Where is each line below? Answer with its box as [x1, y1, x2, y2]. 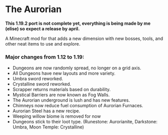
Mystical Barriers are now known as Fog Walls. [12, 92, 110, 98]
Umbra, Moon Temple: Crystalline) [12, 124, 84, 130]
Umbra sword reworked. [12, 76, 63, 82]
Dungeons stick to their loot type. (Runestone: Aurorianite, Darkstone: [12, 119, 158, 125]
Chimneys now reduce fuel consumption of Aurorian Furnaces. [12, 103, 143, 109]
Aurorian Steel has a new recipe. [12, 108, 81, 114]
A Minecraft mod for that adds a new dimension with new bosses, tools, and [5, 35, 163, 41]
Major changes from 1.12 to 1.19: [5, 53, 85, 60]
